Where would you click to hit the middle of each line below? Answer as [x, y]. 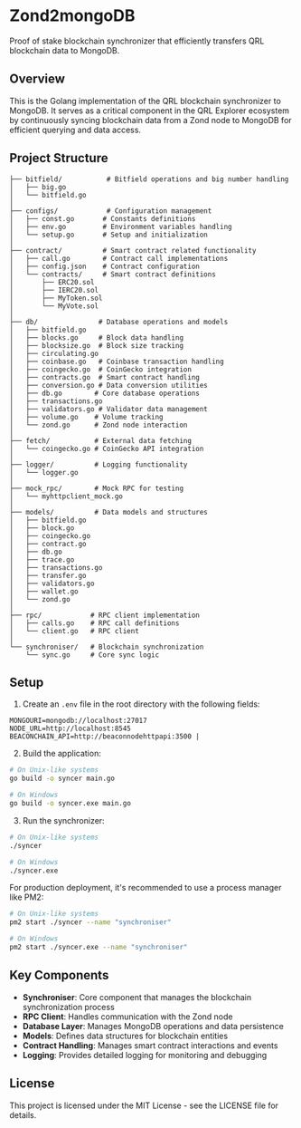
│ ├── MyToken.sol [56, 298]
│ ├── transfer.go [48, 575]
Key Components [59, 975]
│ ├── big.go [38, 187]
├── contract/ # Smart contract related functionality [133, 250]
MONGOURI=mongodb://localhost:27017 [78, 721]
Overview [38, 79]
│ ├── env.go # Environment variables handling [121, 227]
